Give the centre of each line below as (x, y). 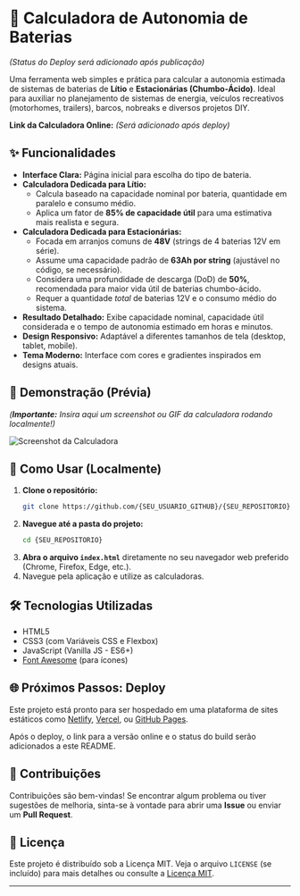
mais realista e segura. (77, 222)
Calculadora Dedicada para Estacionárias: (102, 231)
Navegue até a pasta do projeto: (83, 524)
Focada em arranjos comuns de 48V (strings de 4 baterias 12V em (158, 241)
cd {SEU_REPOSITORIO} (62, 540)
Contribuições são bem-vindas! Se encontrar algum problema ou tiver (137, 795)
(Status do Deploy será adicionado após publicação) (107, 62)
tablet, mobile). (50, 345)
